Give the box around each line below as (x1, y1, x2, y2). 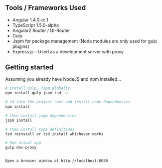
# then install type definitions (5, 127, 75, 132)
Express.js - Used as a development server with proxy (12, 48, 124, 54)
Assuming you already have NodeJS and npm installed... (5, 76, 121, 82)
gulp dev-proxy (5, 145, 37, 150)
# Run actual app (5, 141, 41, 146)
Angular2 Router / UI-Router (12, 27, 70, 33)
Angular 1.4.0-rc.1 (12, 16, 48, 23)
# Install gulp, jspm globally (5, 86, 70, 91)
